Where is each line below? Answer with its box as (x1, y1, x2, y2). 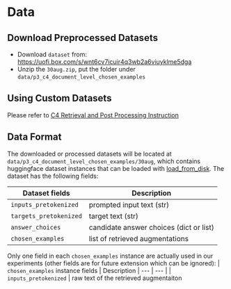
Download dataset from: (17, 50, 88, 58)
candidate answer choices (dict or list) (88, 222, 214, 232)
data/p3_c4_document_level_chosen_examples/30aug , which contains (7, 157, 201, 165)
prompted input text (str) (88, 199, 170, 209)
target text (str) (88, 211, 139, 221)
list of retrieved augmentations (88, 233, 189, 243)
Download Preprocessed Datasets (7, 32, 159, 44)
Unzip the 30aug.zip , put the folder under (17, 65, 136, 73)
